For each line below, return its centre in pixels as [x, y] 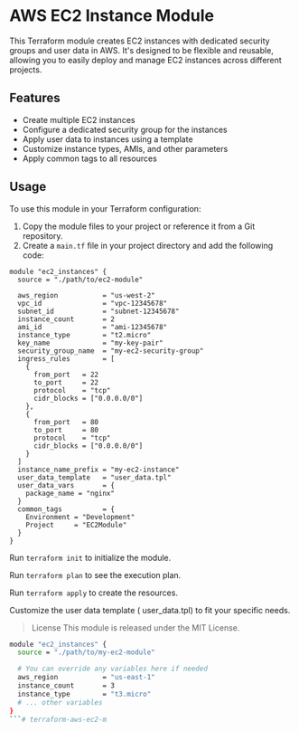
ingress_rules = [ [66, 358]
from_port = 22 [66, 375]
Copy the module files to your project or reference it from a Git [139, 226]
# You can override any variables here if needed [112, 669]
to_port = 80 [66, 430]
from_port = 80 [66, 422]
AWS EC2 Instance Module [112, 16]
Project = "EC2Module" [76, 525]
